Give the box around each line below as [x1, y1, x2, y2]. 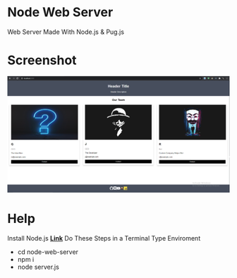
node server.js [17, 262, 60, 272]
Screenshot [7, 52, 77, 68]
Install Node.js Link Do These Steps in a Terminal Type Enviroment [7, 234, 201, 243]
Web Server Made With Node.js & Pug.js [7, 28, 125, 36]
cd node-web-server [17, 248, 79, 256]
